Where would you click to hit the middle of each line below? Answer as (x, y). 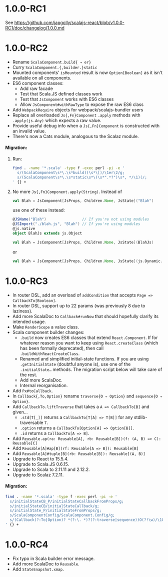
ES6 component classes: (38, 83)
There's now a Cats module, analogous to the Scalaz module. (75, 136)
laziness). (22, 311)
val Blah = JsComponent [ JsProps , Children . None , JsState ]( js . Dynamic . (87, 261)
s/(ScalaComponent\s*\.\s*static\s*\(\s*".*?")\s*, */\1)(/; (82, 177)
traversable (31, 422)
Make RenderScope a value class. (45, 327)
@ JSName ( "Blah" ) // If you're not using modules (81, 219)
